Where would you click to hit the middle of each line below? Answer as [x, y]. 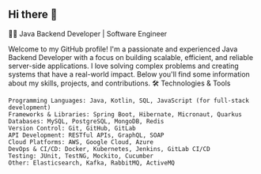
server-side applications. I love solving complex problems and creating [123, 66]
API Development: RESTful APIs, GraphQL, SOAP [86, 135]
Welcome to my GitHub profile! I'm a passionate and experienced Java [123, 49]
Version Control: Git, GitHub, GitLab [72, 128]
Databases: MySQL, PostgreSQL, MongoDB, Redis [86, 121]
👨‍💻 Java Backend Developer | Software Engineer [88, 33]
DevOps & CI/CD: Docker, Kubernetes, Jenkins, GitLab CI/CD [110, 149]
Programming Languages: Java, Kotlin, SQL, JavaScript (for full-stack [129, 100]
